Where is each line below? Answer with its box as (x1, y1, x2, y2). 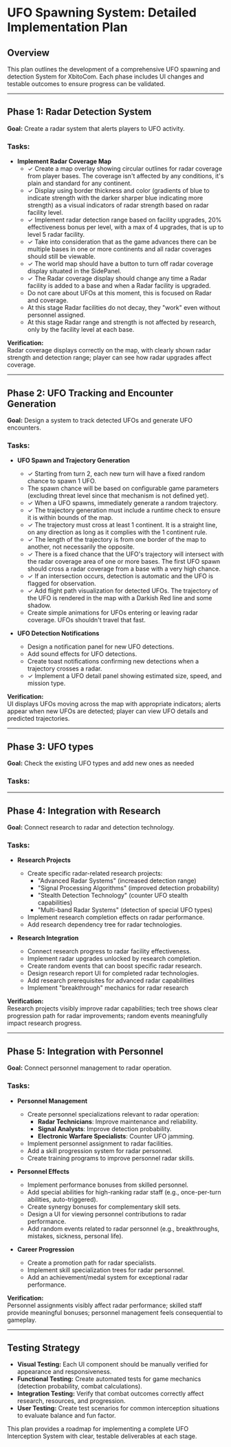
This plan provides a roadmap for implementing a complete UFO (7, 1425, 189, 1433)
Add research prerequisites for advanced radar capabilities (27, 976, 195, 985)
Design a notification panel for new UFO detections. (27, 642, 175, 651)
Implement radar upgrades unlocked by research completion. (27, 955, 201, 963)
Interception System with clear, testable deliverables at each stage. (7, 1432, 197, 1440)
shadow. (27, 601, 52, 610)
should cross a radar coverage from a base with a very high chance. (27, 564, 221, 573)
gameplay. (7, 1316, 36, 1324)
